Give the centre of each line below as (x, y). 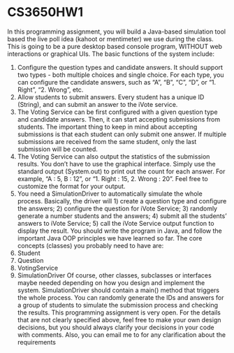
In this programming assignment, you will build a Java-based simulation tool (116, 31)
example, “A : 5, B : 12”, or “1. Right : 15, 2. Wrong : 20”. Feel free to (112, 178)
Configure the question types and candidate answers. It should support (120, 67)
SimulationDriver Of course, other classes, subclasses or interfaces (114, 275)
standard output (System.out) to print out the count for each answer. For (121, 171)
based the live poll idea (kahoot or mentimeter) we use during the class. (111, 38)
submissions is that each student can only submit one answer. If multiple (122, 134)
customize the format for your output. (71, 186)
